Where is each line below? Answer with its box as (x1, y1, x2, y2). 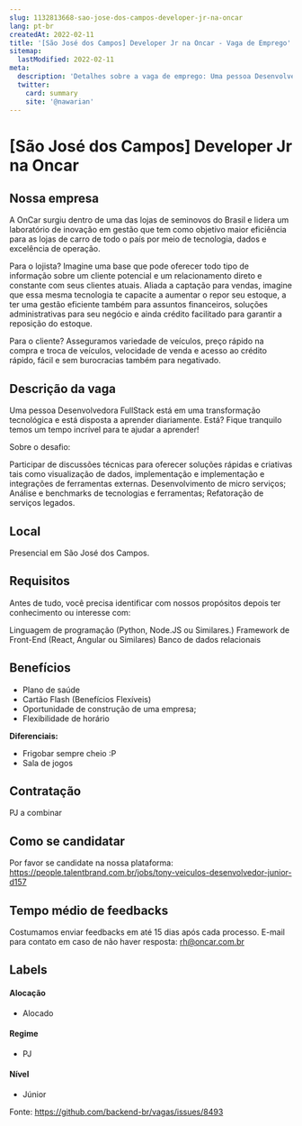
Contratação (9, 783, 82, 799)
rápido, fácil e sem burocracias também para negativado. (9, 355, 222, 366)
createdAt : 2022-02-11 (9, 30, 94, 39)
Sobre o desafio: (9, 442, 71, 453)
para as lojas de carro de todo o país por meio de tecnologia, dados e (9, 233, 267, 244)
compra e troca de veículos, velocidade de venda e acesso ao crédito (9, 345, 268, 356)
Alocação (9, 988, 47, 999)
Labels (9, 962, 48, 978)
